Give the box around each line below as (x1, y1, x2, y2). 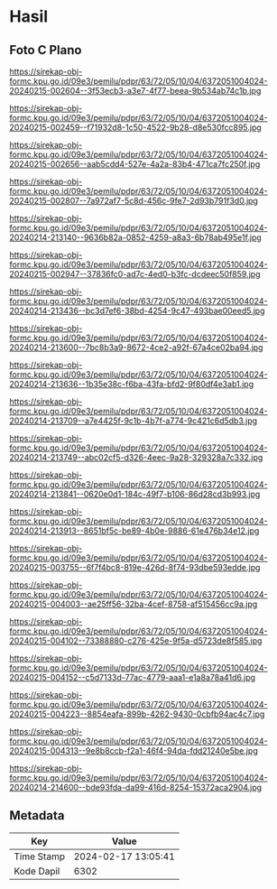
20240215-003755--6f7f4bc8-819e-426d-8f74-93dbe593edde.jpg (9, 562, 261, 572)
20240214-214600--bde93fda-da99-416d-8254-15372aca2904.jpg (9, 783, 263, 792)
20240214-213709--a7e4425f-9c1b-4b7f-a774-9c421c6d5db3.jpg (9, 415, 258, 426)
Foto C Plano (9, 42, 82, 58)
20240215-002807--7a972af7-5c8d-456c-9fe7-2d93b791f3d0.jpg (9, 196, 259, 206)
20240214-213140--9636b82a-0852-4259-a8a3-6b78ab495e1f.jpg (9, 232, 262, 243)
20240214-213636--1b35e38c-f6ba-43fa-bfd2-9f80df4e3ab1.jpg (9, 379, 254, 389)
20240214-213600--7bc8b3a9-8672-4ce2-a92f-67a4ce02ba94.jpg (9, 342, 263, 353)
